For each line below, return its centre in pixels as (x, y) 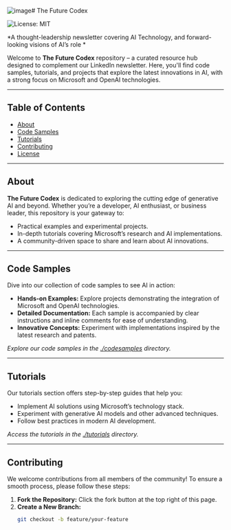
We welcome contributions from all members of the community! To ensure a (115, 479)
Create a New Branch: (49, 507)
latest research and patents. (57, 335)
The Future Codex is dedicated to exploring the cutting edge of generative (113, 198)
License (28, 153)
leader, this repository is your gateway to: (66, 212)
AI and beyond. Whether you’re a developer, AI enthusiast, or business (107, 206)
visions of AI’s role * (58, 44)
